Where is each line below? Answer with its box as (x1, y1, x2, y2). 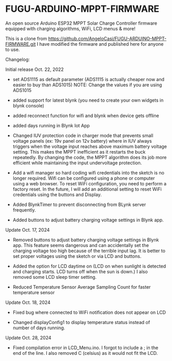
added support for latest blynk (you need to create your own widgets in (12, 97, 164, 103)
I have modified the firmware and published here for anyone (36, 41, 164, 47)
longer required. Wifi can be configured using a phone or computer (12, 175, 155, 181)
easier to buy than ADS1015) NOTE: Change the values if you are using (12, 82, 162, 88)
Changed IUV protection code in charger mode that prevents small (12, 132, 154, 139)
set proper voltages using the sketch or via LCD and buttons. (12, 253, 142, 259)
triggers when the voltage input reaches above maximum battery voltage (12, 143, 167, 149)
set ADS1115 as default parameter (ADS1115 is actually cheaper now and (12, 76, 165, 82)
